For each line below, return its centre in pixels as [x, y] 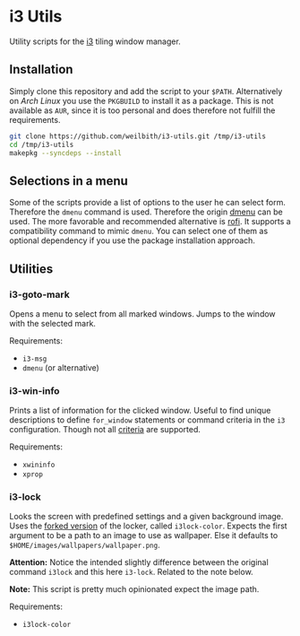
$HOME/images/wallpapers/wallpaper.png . [85, 545]
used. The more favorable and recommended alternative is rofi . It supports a [150, 222]
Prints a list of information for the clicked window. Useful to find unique [140, 411]
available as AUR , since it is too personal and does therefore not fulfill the [142, 110]
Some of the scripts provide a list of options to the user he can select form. [148, 203]
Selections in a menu [69, 181]
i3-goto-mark [39, 294]
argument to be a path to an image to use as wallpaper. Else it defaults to [144, 536]
